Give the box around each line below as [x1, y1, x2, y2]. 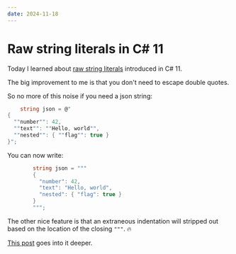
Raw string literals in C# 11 [7, 40, 164, 57]
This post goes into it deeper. [7, 238, 93, 247]
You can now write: [7, 151, 64, 159]
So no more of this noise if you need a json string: [7, 91, 153, 100]
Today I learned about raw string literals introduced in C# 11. [7, 64, 183, 73]
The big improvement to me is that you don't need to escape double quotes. [7, 78, 230, 86]
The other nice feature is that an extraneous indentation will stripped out [7, 217, 218, 225]
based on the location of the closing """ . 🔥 [7, 224, 133, 233]
